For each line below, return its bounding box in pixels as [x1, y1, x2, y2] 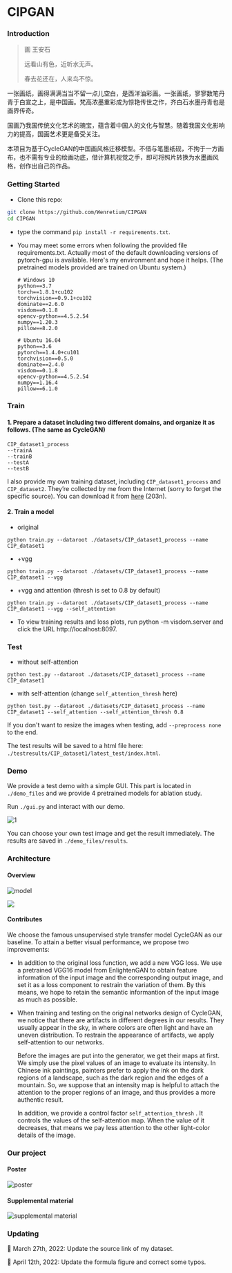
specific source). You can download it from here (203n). [7, 492, 167, 500]
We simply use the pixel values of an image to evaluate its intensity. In [17, 1058, 216, 1067]
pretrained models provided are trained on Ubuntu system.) [17, 263, 186, 271]
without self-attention [17, 658, 79, 667]
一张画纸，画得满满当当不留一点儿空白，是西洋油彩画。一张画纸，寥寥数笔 [7, 89, 219, 97]
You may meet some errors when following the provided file [17, 241, 188, 249]
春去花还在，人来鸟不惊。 [23, 75, 97, 83]
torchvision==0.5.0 [17, 355, 74, 362]
